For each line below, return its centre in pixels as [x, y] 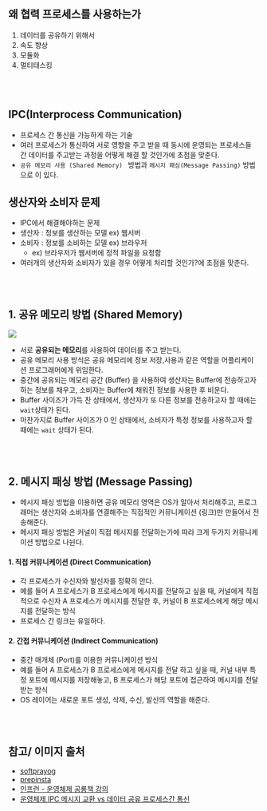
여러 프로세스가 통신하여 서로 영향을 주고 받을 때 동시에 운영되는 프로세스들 [136, 144]
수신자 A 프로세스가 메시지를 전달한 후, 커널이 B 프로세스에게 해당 [143, 601]
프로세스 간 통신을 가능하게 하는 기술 [76, 135]
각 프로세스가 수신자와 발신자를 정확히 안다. [87, 581]
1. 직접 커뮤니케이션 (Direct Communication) [80, 562]
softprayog [37, 771]
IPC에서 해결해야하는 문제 [60, 223]
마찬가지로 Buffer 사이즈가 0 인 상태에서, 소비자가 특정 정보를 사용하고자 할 [136, 420]
